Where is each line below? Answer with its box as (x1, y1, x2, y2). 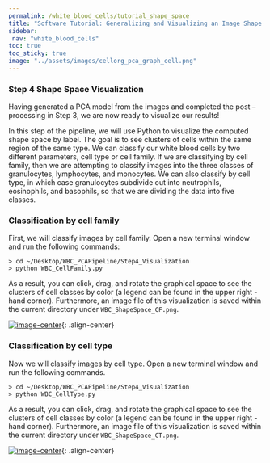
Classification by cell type (8, 340, 113, 351)
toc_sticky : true (8, 49, 67, 57)
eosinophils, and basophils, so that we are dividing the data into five (8, 187, 234, 196)
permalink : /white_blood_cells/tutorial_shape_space (8, 11, 190, 20)
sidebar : (8, 27, 38, 35)
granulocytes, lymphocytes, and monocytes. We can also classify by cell (8, 169, 251, 179)
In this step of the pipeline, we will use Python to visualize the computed (8, 126, 249, 136)
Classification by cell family (8, 215, 120, 226)
